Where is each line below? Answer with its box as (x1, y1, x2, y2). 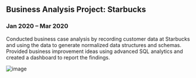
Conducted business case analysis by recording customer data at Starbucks (6, 35, 190, 42)
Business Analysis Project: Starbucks (6, 5, 146, 15)
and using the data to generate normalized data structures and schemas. (6, 41, 182, 48)
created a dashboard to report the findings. (6, 54, 110, 61)
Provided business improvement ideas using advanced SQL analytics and (6, 48, 183, 55)
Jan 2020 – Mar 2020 (6, 22, 68, 30)
